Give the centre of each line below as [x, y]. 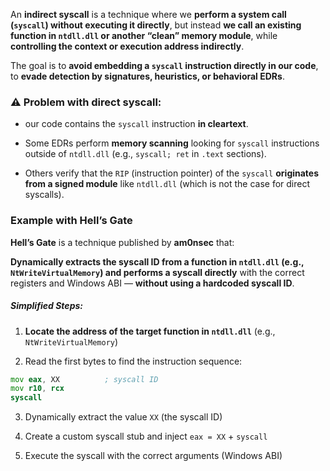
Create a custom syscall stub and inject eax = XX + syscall [146, 436]
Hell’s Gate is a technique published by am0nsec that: [122, 242]
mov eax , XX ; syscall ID [84, 379]
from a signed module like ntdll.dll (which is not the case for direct [167, 184]
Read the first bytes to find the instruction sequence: [133, 361]
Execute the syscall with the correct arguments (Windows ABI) [153, 456]
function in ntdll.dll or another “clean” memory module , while [144, 35]
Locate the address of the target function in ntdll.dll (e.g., [150, 331]
